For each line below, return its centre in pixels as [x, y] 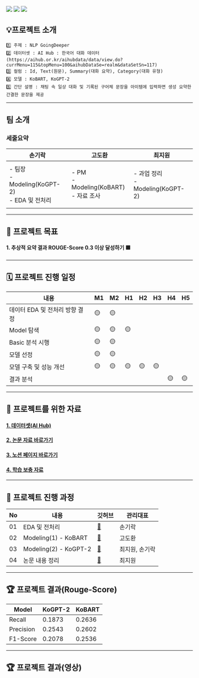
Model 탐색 [24, 330]
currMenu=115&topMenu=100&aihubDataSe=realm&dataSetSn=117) [82, 65]
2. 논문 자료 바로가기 [30, 440]
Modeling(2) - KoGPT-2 [57, 549]
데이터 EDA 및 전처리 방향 [43, 310]
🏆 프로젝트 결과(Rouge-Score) [62, 590]
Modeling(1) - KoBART [55, 538]
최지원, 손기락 [137, 550]
